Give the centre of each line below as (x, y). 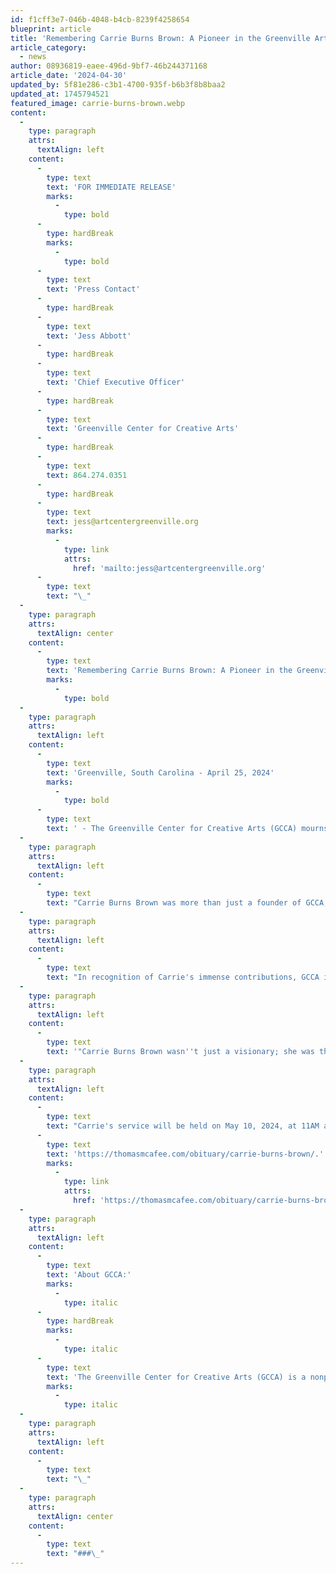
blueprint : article (51, 29)
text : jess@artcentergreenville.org (122, 522)
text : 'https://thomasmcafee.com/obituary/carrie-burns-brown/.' (185, 1154)
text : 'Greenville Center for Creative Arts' (143, 429)
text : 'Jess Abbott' (89, 336)
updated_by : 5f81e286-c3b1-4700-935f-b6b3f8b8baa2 (118, 85)
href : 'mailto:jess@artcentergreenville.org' (170, 568)
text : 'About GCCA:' (89, 1275)
